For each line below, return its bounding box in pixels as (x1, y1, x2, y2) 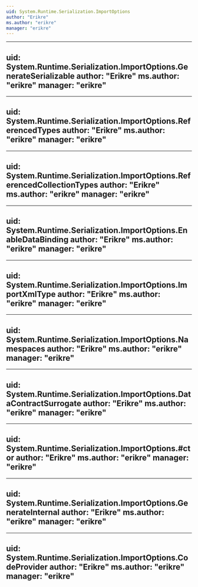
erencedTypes (6, 125, 61, 136)
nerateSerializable (6, 71, 75, 81)
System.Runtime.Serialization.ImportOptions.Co (6, 553, 189, 563)
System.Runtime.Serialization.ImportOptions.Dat (6, 389, 192, 399)
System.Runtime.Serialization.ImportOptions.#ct (6, 443, 191, 454)
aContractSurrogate (6, 398, 81, 408)
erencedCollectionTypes (6, 180, 98, 190)
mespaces (6, 344, 45, 354)
